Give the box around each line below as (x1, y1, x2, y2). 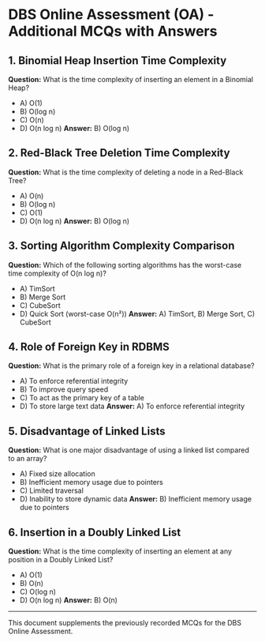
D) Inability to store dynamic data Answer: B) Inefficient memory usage (19, 494, 252, 504)
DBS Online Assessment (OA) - (8, 6, 215, 24)
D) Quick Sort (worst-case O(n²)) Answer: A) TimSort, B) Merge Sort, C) (19, 309, 256, 318)
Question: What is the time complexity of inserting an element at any (8, 546, 233, 556)
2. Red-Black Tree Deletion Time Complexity (8, 146, 230, 160)
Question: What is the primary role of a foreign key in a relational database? (8, 361, 255, 370)
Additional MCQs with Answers (8, 22, 218, 40)
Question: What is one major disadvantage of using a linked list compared (8, 445, 250, 455)
